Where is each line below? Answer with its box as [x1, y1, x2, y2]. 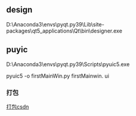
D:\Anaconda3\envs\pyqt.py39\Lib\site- [6, 20, 105, 28]
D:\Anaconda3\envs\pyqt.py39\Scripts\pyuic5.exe [6, 60, 130, 68]
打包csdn [6, 103, 29, 110]
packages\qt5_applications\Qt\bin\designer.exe [6, 27, 123, 34]
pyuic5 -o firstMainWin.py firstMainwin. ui [6, 72, 110, 79]
